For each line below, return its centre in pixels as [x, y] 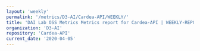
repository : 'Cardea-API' [38, 33]
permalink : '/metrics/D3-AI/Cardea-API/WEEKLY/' [68, 17]
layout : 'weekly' [28, 11]
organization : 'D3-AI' [34, 28]
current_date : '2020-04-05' [41, 39]
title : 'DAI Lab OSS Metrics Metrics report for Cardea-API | [85, 22]
